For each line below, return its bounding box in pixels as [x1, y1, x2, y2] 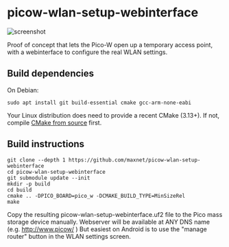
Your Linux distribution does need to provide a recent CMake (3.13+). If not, [7, 111, 220, 119]
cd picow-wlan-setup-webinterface [7, 168, 106, 175]
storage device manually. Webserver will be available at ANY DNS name [7, 218, 210, 226]
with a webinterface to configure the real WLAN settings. [7, 48, 168, 56]
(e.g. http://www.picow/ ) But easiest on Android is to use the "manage [7, 224, 207, 233]
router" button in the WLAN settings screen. [7, 232, 132, 240]
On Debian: [7, 86, 39, 94]
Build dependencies [7, 68, 95, 79]
